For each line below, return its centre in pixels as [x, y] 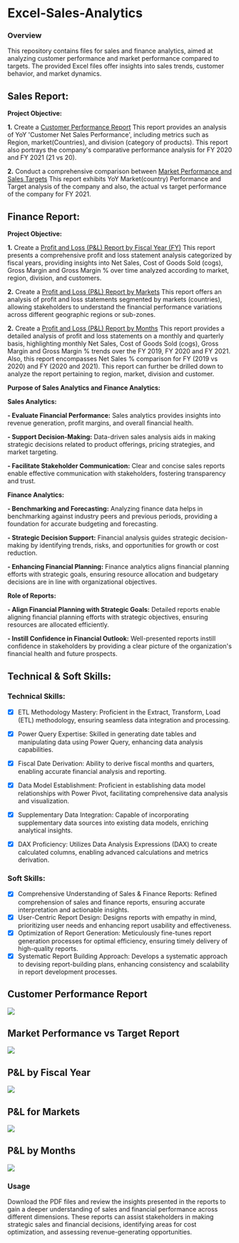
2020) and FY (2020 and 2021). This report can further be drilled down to [115, 366]
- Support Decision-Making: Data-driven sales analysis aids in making [112, 437]
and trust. [21, 481]
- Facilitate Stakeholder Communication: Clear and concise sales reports [116, 466]
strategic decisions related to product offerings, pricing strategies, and [111, 445]
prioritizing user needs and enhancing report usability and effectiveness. [124, 925]
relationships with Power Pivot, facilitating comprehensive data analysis [123, 793]
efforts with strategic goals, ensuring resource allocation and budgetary [113, 574]
